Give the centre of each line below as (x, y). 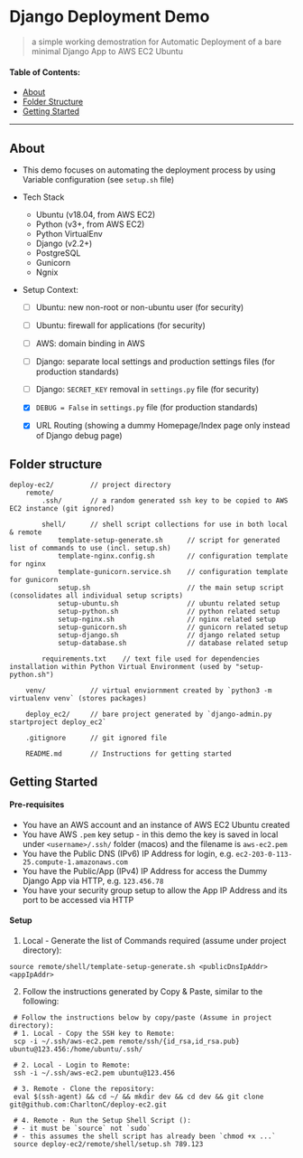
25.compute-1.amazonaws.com (75, 862)
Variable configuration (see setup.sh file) (98, 179)
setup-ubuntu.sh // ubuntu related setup (169, 604)
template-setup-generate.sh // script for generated (169, 541)
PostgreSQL (58, 253)
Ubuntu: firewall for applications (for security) (120, 325)
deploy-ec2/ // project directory (90, 485)
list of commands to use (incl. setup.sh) (90, 549)
